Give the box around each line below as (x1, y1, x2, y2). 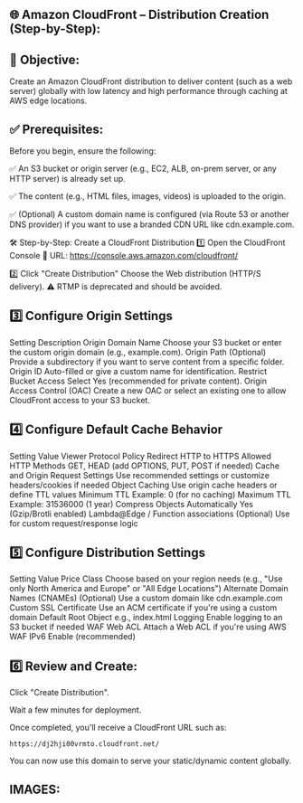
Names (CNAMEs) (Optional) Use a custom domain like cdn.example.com (9, 592, 283, 604)
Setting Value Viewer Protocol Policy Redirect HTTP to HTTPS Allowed (9, 450, 271, 461)
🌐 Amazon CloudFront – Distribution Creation (9, 7, 270, 23)
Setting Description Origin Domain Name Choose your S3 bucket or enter (9, 336, 282, 347)
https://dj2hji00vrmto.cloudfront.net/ (9, 740, 160, 749)
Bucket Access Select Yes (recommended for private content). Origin (9, 375, 267, 386)
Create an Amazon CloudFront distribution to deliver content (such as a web (9, 76, 293, 87)
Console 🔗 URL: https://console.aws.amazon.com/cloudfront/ (9, 250, 238, 261)
